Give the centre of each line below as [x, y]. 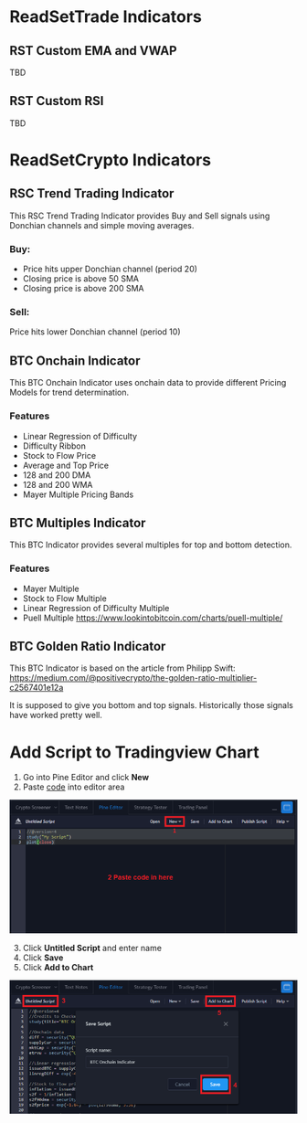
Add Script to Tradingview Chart [134, 752]
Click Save [43, 958]
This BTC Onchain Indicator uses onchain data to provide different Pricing [148, 383]
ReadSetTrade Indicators [106, 17]
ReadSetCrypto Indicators [111, 160]
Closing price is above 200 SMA [83, 289]
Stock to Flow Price [59, 455]
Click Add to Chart [58, 967]
